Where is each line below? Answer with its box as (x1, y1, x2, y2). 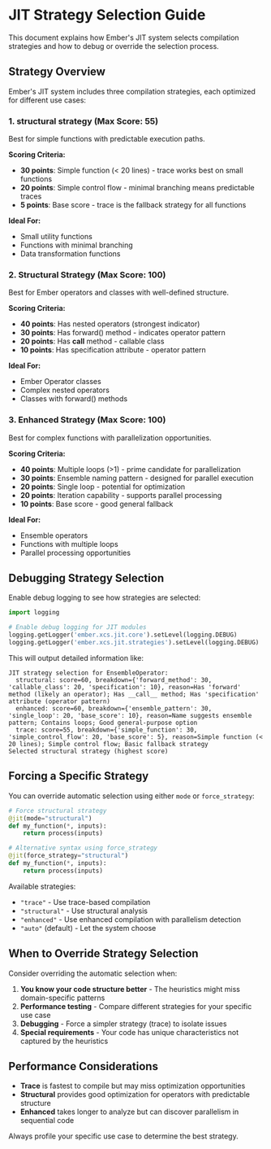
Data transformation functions (19, 249, 121, 259)
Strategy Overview (8, 65, 105, 79)
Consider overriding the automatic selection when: (8, 968, 178, 978)
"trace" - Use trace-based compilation (19, 897, 151, 907)
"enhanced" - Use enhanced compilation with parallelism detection (19, 914, 242, 924)
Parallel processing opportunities (19, 548, 131, 557)
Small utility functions (19, 232, 93, 242)
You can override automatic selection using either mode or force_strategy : (8, 791, 255, 801)
